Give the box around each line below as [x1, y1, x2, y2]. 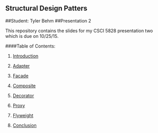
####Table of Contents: [5, 43, 56, 49]
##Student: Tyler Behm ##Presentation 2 [5, 17, 92, 24]
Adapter [12, 62, 30, 69]
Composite [12, 82, 36, 88]
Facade [12, 73, 29, 79]
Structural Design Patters [5, 4, 88, 13]
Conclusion [12, 122, 37, 128]
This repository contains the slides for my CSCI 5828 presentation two [5, 28, 153, 34]
